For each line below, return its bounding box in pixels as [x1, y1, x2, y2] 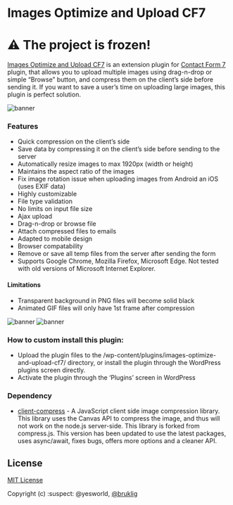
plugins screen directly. [17, 366, 86, 374]
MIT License [7, 476, 44, 485]
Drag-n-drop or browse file [17, 219, 96, 228]
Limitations [7, 281, 41, 289]
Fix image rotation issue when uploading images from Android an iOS [17, 174, 219, 184]
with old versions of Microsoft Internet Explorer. [17, 264, 156, 273]
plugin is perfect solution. [7, 90, 81, 99]
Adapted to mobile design [17, 234, 93, 243]
